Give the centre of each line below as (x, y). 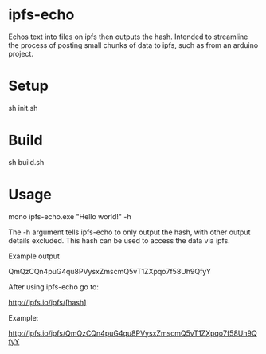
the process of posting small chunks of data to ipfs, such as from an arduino (133, 45)
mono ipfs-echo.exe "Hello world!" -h (70, 216)
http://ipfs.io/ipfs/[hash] (47, 302)
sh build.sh (26, 162)
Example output (34, 256)
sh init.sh (23, 108)
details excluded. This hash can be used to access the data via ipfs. (119, 240)
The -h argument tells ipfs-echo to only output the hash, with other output (129, 232)
